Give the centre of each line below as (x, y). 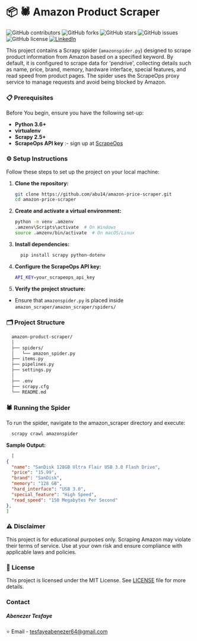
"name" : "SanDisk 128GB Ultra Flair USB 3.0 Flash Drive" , (86, 467)
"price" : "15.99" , (34, 473)
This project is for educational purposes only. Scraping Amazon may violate (99, 539)
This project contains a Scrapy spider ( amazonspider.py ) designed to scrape (99, 50)
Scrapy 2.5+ (30, 137)
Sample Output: (26, 445)
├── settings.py (31, 370)
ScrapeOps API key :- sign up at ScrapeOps (69, 143)
